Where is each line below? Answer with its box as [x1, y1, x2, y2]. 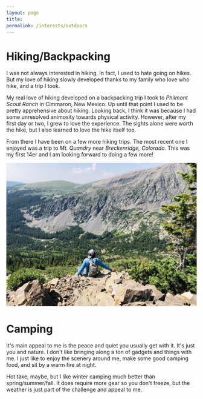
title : [6, 16, 23, 22]
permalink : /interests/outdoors [6, 22, 88, 29]
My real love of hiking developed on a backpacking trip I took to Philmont [6, 94, 188, 101]
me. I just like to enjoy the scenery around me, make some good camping [6, 355, 189, 362]
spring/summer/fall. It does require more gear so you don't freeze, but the [6, 380, 190, 387]
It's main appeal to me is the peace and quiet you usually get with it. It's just [6, 342, 195, 349]
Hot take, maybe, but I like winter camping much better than [6, 373, 156, 380]
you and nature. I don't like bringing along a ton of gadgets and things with [6, 349, 192, 356]
